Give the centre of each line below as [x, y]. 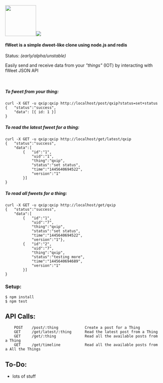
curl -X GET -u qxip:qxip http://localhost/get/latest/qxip [68, 139]
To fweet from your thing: [32, 91]
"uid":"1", [43, 156]
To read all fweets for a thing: [36, 193]
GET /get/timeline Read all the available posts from [86, 345]
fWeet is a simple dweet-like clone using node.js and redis [66, 45]
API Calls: [20, 316]
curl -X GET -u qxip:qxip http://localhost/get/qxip [61, 205]
